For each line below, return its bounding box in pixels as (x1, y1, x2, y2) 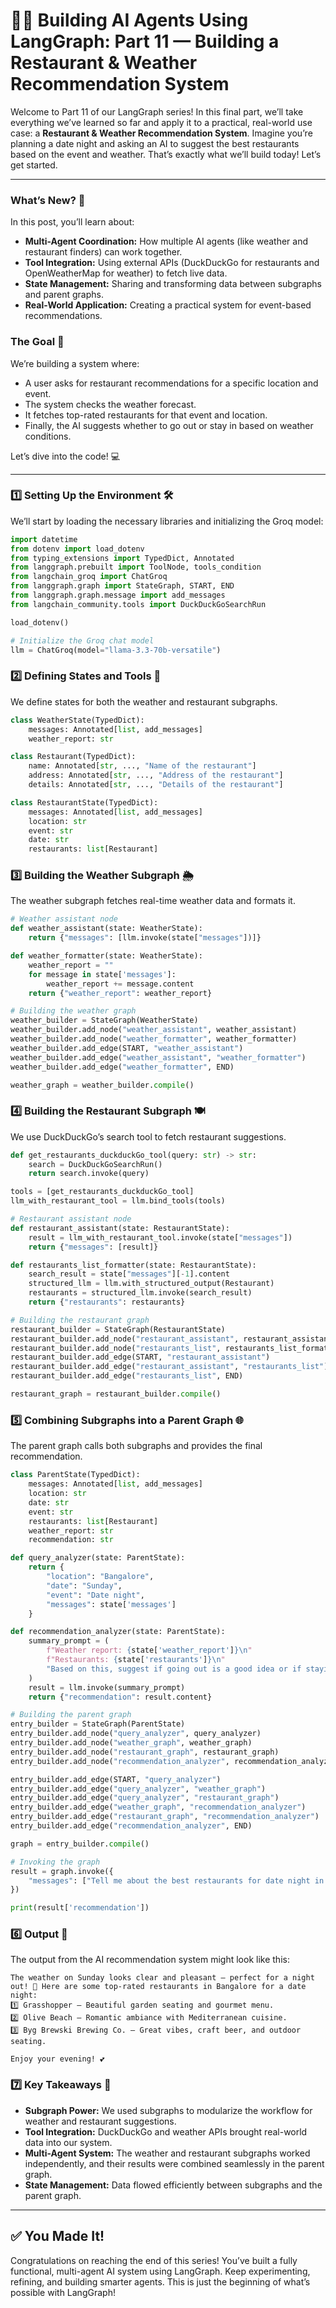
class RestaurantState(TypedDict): (10, 797, 159, 808)
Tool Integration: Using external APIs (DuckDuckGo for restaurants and (24, 257, 320, 269)
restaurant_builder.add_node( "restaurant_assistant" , (10, 1334, 240, 1344)
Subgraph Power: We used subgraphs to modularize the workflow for (24, 2104, 313, 2116)
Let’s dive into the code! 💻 (10, 450, 121, 462)
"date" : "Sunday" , (46, 1580, 123, 1591)
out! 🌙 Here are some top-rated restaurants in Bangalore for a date (10, 1982, 307, 1992)
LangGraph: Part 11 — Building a (10, 30, 280, 53)
